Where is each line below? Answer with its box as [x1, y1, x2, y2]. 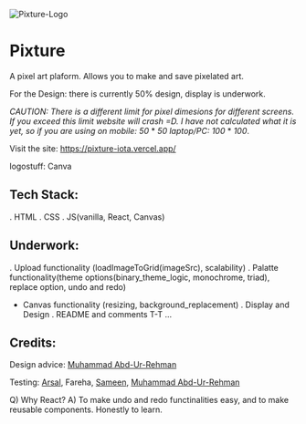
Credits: [9, 335, 57, 350]
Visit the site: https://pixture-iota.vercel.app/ [9, 142, 176, 154]
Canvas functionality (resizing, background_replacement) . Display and [22, 299, 290, 310]
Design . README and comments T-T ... [22, 308, 173, 319]
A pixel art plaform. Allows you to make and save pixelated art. [9, 70, 245, 81]
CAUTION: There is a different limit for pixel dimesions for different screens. [9, 106, 295, 117]
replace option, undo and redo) [9, 281, 126, 292]
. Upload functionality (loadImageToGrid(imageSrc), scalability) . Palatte [9, 262, 279, 273]
